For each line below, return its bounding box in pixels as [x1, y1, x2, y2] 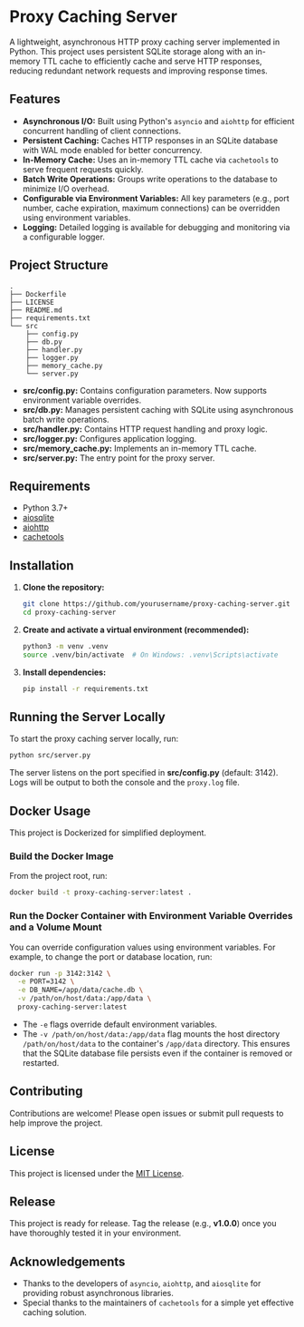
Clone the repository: [22, 582, 105, 593]
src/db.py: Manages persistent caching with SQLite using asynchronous [22, 404, 294, 415]
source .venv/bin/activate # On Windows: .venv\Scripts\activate [22, 650, 279, 659]
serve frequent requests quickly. [22, 163, 144, 174]
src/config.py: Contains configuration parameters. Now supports [22, 385, 268, 395]
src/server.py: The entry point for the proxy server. [22, 452, 215, 463]
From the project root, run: [9, 871, 108, 882]
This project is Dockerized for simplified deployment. [9, 827, 206, 838]
